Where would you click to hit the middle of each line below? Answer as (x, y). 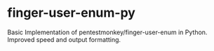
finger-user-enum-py (71, 13)
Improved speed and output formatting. (64, 39)
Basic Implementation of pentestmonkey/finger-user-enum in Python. (107, 32)
